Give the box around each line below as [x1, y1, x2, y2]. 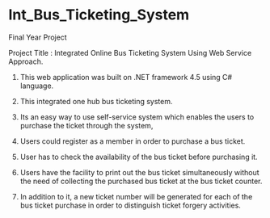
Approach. [8, 57, 44, 66]
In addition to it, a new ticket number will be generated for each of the [19, 191, 253, 201]
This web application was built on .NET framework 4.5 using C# [19, 72, 233, 82]
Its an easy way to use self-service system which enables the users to [19, 111, 255, 122]
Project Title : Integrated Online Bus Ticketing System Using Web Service [8, 48, 252, 57]
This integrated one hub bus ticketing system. [19, 96, 173, 106]
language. [19, 81, 54, 90]
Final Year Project [8, 32, 67, 42]
